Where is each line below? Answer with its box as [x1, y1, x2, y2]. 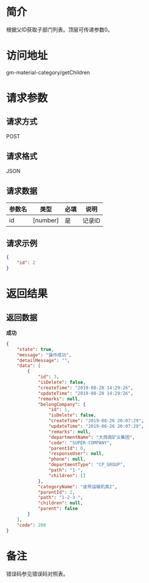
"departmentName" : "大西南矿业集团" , [48, 434, 135, 440]
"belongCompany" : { [37, 401, 86, 408]
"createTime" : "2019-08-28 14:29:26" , [37, 385, 134, 390]
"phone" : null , [48, 456, 86, 463]
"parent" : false [37, 506, 78, 512]
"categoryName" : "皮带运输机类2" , [37, 484, 118, 490]
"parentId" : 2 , [37, 489, 76, 495]
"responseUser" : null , [48, 451, 105, 457]
